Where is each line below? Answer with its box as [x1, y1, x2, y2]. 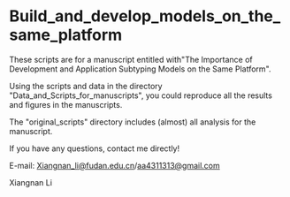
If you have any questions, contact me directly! [9, 143, 179, 154]
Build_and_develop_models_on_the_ [9, 6, 281, 27]
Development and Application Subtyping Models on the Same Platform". [9, 64, 271, 74]
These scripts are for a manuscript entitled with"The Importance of [9, 54, 254, 64]
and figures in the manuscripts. [9, 99, 123, 110]
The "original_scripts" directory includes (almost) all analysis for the [9, 117, 256, 127]
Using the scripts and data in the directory [9, 80, 163, 91]
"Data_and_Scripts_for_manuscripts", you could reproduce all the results [9, 90, 272, 101]
